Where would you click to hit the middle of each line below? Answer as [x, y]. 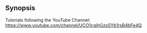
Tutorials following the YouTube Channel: [48, 20]
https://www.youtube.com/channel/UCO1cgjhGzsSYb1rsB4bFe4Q [73, 25]
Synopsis [20, 8]
